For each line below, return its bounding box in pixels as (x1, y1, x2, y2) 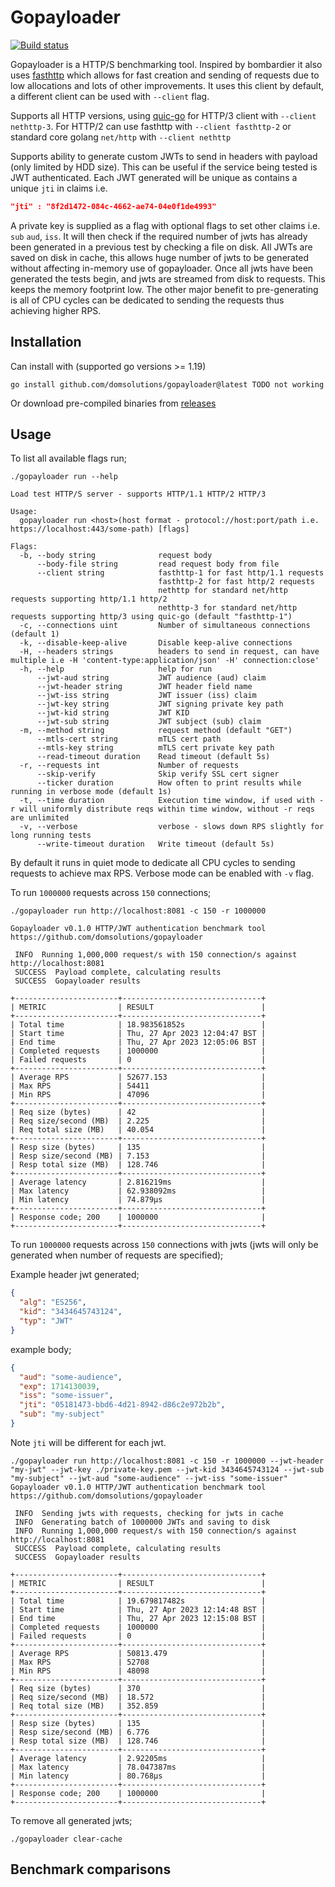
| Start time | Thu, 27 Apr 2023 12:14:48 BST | (10, 1604, 267, 1615)
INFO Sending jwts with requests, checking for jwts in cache (14, 1508, 284, 1518)
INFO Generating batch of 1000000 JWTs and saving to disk (14, 1517, 271, 1527)
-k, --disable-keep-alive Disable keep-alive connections (19, 638, 293, 648)
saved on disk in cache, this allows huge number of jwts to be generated (10, 251, 310, 263)
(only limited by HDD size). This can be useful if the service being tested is (10, 161, 318, 173)
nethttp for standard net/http (158, 586, 288, 596)
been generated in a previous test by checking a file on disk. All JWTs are (10, 241, 313, 253)
